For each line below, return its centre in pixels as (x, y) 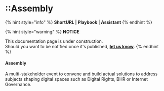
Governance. (18, 85)
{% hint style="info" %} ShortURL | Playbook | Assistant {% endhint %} (79, 22)
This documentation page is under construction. (54, 41)
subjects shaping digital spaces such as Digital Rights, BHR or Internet (77, 79)
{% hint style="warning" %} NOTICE (42, 31)
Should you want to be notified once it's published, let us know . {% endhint (82, 46)
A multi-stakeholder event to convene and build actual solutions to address (82, 74)
